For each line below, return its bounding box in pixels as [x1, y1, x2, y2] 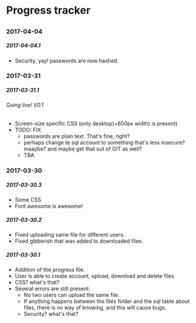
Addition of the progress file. [14, 266, 85, 273]
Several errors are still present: [14, 285, 90, 292]
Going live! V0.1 [6, 102, 43, 109]
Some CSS [14, 196, 42, 203]
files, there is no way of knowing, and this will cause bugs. [23, 304, 167, 311]
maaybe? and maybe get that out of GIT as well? [23, 145, 143, 152]
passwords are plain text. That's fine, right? [23, 133, 130, 140]
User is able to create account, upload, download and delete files [14, 272, 175, 280]
